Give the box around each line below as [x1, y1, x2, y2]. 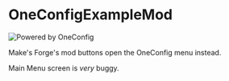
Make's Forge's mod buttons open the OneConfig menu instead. [8, 47, 222, 57]
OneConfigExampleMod [8, 6, 173, 24]
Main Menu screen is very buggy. [8, 63, 119, 73]
